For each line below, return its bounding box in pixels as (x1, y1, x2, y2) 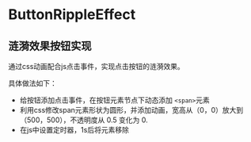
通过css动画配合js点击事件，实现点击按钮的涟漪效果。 (8, 62, 184, 71)
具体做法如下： (8, 79, 57, 88)
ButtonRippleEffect (8, 6, 136, 24)
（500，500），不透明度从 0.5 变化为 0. (19, 115, 148, 125)
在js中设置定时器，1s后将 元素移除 (19, 125, 129, 134)
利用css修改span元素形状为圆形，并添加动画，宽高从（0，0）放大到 (19, 106, 244, 114)
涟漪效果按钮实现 (8, 39, 92, 52)
